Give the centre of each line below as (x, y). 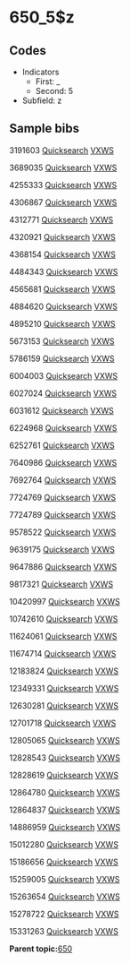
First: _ (48, 82)
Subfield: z (42, 100)
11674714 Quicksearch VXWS (63, 653)
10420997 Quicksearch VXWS (65, 601)
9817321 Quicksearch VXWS (61, 584)
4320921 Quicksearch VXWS (62, 236)
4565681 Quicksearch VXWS (62, 288)
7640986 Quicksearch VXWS (63, 462)
